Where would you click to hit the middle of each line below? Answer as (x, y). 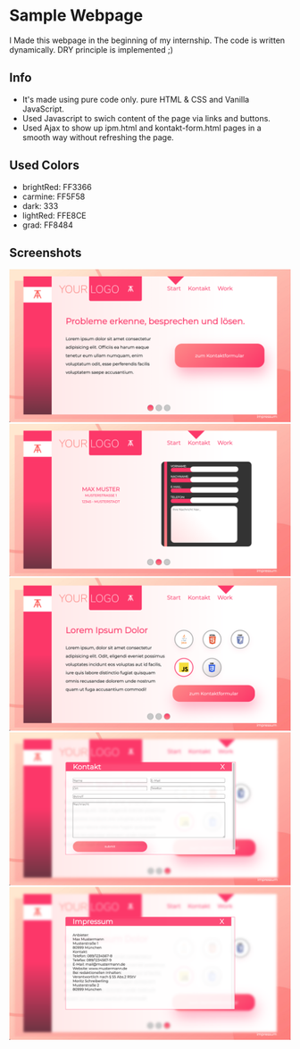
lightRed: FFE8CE (54, 215)
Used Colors (45, 166)
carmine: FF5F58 (54, 196)
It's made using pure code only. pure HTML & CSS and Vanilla (136, 99)
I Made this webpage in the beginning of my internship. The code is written (147, 40)
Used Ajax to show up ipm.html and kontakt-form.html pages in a (142, 128)
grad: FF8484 (47, 225)
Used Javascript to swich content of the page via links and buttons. (146, 118)
